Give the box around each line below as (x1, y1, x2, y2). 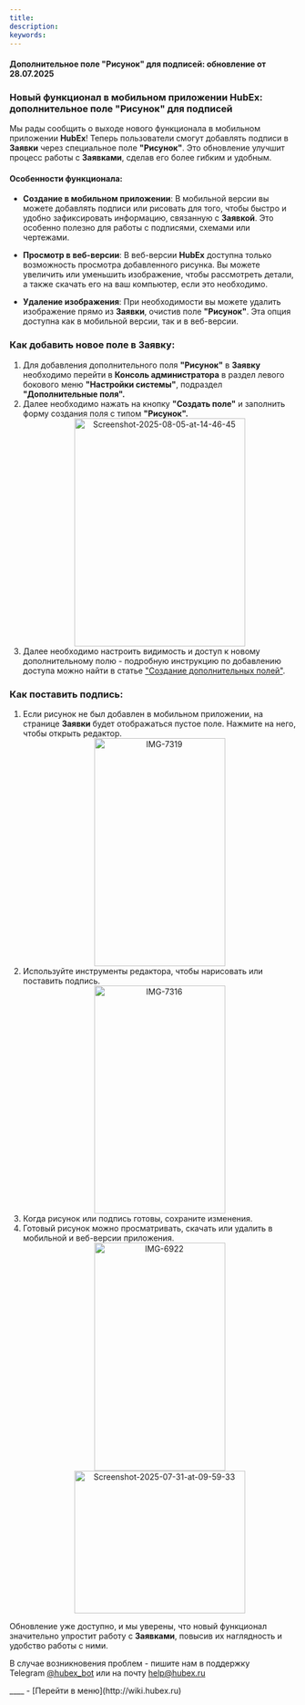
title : (9, 13, 35, 23)
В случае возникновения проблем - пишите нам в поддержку (9, 1658, 250, 1669)
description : (9, 22, 59, 31)
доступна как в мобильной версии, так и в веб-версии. (22, 316, 239, 327)
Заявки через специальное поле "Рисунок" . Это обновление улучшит (9, 142, 285, 153)
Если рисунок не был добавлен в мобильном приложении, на (22, 709, 264, 720)
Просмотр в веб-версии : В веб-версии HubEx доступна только (22, 250, 272, 261)
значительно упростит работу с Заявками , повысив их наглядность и (9, 1630, 282, 1642)
